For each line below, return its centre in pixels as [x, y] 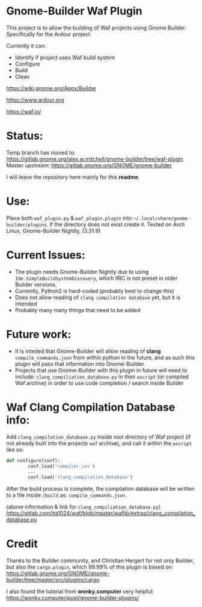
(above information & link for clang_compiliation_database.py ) [84, 507]
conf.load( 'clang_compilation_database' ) [81, 477]
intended [26, 303]
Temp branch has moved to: [41, 152]
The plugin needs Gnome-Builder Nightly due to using [82, 271]
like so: [15, 449]
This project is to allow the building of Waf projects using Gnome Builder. [96, 28]
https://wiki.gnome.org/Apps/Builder [51, 88]
